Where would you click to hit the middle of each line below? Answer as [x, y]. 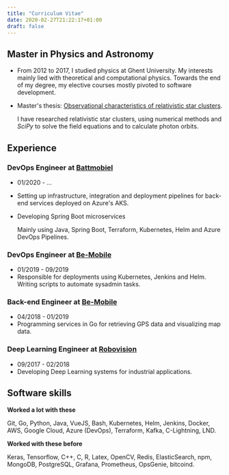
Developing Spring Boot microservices [71, 216]
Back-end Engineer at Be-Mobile [62, 302]
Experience [32, 148]
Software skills [39, 393]
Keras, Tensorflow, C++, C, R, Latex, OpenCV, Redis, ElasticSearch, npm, [109, 456]
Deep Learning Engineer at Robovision [72, 349]
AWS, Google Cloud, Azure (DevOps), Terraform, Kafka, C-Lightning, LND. [112, 430]
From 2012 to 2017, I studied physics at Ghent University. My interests [115, 71]
